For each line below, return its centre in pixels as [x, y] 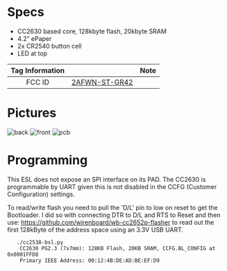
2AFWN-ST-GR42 [102, 82]
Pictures [32, 113]
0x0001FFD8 [23, 254]
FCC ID [38, 82]
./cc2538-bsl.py [40, 242]
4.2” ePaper [34, 38]
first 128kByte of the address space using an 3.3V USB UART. [95, 229]
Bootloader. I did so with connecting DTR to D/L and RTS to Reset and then [114, 215]
